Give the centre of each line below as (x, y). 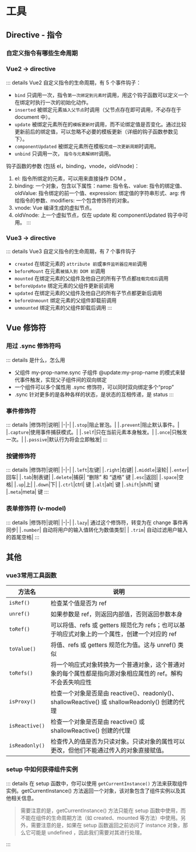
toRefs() (21, 673)
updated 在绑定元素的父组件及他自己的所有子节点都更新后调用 (88, 293)
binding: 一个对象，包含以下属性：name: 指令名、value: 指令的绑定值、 (100, 186)
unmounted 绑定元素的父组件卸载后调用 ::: (63, 308)
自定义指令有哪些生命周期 (42, 53)
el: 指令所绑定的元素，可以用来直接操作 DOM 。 (72, 178)
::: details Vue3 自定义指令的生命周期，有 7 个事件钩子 (71, 251)
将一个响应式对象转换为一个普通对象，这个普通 (115, 665)
